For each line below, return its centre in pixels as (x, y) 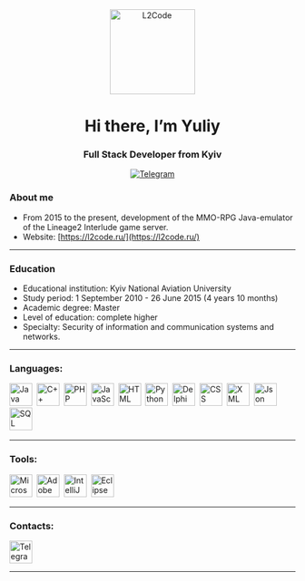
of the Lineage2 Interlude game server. (95, 227)
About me (32, 198)
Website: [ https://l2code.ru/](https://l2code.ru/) (111, 237)
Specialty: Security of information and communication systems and (148, 327)
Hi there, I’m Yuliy (152, 126)
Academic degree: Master (71, 308)
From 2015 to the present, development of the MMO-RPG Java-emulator (157, 218)
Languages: (36, 368)
